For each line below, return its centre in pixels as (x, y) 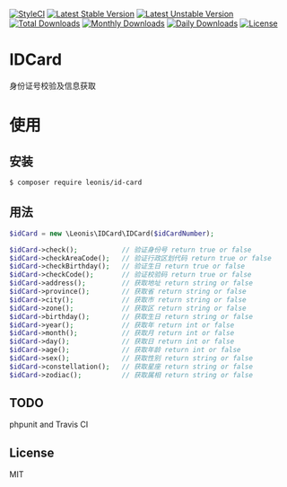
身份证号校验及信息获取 (52, 85)
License (32, 452)
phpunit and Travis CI (49, 425)
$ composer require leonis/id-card (76, 182)
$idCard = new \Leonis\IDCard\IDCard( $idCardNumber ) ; (112, 234)
